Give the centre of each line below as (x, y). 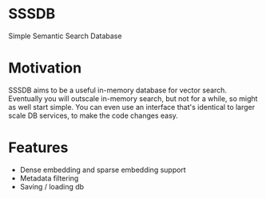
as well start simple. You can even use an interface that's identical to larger (132, 107)
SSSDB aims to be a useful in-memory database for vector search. (118, 90)
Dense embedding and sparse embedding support (103, 170)
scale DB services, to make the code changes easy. (93, 115)
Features (38, 148)
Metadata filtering (49, 178)
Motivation (45, 68)
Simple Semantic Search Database (65, 36)
